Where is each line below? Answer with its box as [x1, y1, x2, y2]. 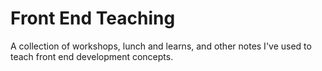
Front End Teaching [10, 7, 176, 30]
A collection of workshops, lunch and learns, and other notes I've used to [10, 40, 312, 52]
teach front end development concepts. [10, 50, 174, 62]
